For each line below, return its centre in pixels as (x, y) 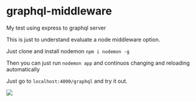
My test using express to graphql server (56, 28)
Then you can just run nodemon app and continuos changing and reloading (98, 63)
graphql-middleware (59, 11)
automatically (23, 69)
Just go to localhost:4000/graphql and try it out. (67, 81)
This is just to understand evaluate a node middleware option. (83, 39)
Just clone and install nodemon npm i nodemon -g (68, 51)
